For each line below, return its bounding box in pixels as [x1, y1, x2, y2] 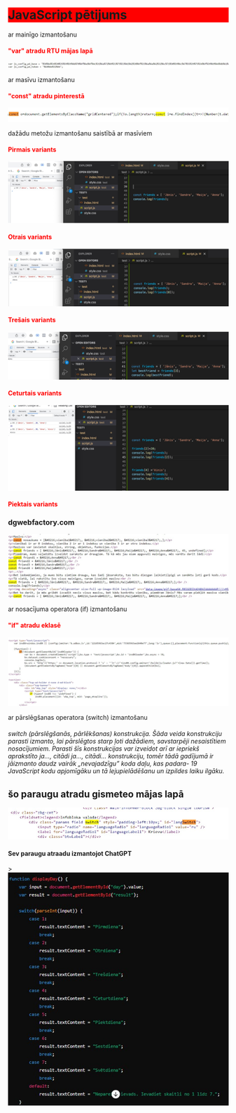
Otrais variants [8, 232, 53, 242]
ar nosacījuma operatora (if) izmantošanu [8, 605, 127, 614]
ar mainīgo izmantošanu [8, 30, 78, 39]
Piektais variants [8, 500, 58, 508]
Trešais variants [8, 316, 56, 324]
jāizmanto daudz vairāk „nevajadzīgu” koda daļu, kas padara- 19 [8, 759, 197, 768]
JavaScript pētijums [8, 7, 127, 23]
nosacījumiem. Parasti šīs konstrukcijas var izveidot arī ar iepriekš [8, 744, 200, 753]
